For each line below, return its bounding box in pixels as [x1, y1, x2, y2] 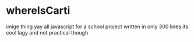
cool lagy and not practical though [6, 29, 89, 36]
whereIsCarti [6, 4, 70, 17]
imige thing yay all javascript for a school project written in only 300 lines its [6, 23, 188, 30]
